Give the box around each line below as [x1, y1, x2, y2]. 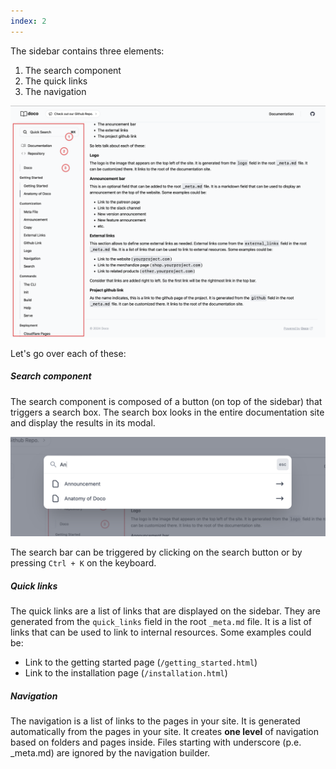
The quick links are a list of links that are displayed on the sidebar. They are [10, 605, 321, 617]
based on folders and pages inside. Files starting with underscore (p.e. [10, 736, 302, 749]
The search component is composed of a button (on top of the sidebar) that [10, 395, 323, 407]
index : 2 [10, 16, 47, 26]
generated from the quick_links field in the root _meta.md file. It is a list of [10, 616, 313, 628]
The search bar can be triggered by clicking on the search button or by [10, 546, 303, 559]
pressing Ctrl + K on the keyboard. [10, 557, 157, 569]
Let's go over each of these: [10, 347, 127, 359]
